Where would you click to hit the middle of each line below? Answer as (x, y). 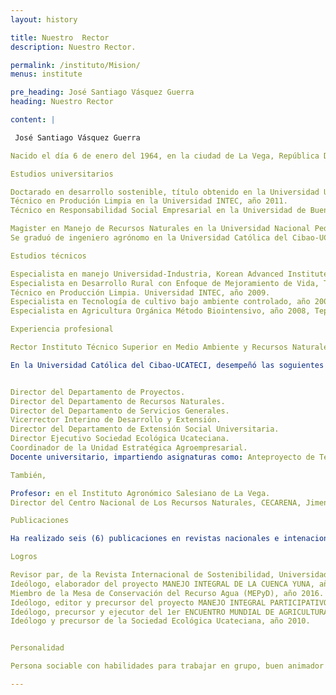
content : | (33, 120)
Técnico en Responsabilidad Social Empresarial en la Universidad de (158, 211)
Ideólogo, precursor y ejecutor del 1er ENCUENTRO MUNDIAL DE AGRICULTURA (169, 612)
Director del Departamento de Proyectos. (98, 392)
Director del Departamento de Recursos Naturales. (118, 401)
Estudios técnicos (48, 256)
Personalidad (37, 648)
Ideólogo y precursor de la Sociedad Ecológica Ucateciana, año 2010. (160, 621)
